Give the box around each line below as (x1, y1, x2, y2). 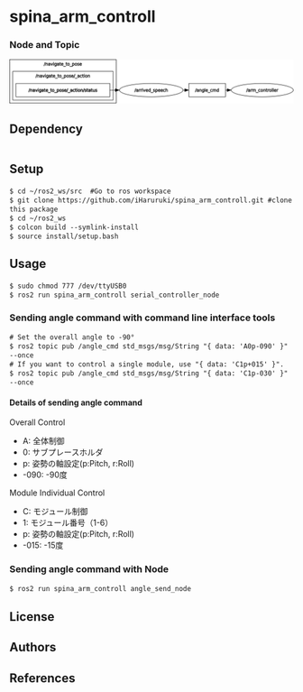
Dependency (9, 121, 83, 136)
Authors (9, 640, 57, 655)
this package (9, 205, 59, 214)
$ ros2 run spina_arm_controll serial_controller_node (9, 291, 220, 300)
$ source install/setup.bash (9, 232, 119, 241)
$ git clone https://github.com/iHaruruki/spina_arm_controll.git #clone (9, 196, 293, 205)
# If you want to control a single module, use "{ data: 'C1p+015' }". (9, 359, 284, 369)
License (9, 609, 55, 624)
